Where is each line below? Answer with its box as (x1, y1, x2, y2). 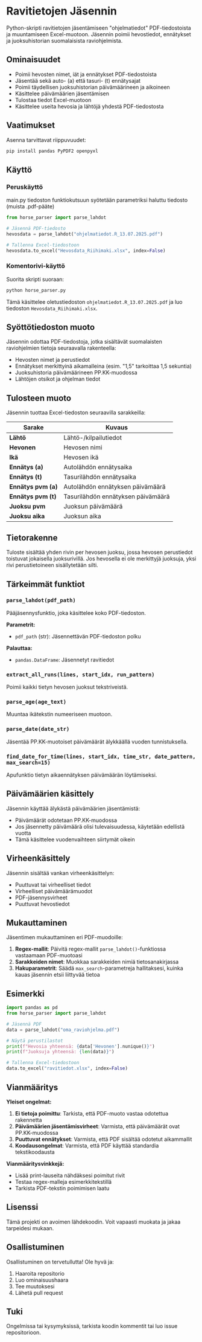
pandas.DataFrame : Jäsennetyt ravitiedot (14, 656, 115, 663)
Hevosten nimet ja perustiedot (14, 356, 90, 364)
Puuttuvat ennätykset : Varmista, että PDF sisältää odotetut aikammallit (14, 1135, 192, 1143)
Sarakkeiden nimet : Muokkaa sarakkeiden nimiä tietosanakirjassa (14, 958, 179, 966)
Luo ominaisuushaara (14, 1276, 69, 1283)
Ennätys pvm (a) (9, 483, 58, 491)
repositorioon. (6, 1329, 41, 1336)
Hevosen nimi (63, 443, 103, 452)
